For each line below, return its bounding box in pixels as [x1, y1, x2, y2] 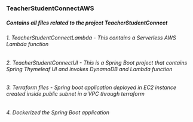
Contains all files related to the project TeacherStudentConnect [6, 19, 168, 26]
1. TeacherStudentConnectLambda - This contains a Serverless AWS [6, 34, 176, 41]
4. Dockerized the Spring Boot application [6, 109, 109, 116]
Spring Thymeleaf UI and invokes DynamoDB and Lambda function [6, 65, 173, 72]
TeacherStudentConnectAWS [6, 4, 94, 13]
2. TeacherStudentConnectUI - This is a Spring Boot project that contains [6, 59, 188, 66]
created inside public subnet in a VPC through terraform [6, 90, 145, 97]
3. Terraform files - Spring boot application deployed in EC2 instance [6, 84, 177, 91]
